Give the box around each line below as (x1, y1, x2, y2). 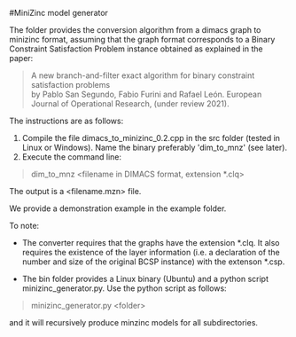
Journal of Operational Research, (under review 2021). (30, 98, 230, 109)
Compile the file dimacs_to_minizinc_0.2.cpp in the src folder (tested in (21, 133, 281, 143)
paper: (9, 53, 34, 63)
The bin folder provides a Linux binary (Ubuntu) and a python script (21, 274, 269, 284)
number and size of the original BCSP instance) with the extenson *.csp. (21, 256, 285, 267)
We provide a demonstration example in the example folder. (9, 203, 227, 214)
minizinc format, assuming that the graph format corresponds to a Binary (9, 35, 276, 44)
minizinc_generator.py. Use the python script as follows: (21, 283, 228, 294)
